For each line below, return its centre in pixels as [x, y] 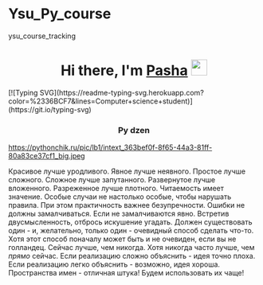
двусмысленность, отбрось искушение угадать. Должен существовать [130, 222]
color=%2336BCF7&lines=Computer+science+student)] [100, 101]
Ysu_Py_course [60, 14]
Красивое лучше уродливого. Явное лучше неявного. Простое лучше [127, 171]
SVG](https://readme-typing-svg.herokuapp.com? [122, 92]
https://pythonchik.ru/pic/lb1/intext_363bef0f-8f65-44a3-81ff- [110, 147]
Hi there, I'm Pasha [125, 70]
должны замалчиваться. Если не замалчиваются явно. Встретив [119, 214]
